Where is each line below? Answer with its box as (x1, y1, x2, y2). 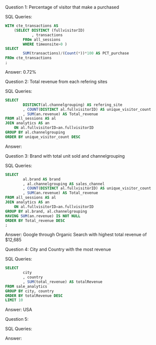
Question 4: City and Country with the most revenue (5, 247, 111, 253)
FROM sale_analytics (5, 284, 48, 289)
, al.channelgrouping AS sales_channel (23, 181, 105, 186)
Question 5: (5, 316, 29, 322)
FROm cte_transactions (5, 55, 52, 61)
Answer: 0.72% (5, 69, 37, 75)
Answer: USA (5, 306, 32, 313)
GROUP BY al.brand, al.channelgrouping (5, 209, 87, 214)
